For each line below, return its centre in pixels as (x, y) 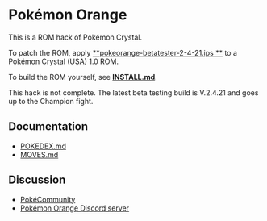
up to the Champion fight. (51, 101)
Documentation (48, 127)
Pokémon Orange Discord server (75, 208)
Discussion (37, 180)
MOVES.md (39, 154)
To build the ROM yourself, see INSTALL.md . (83, 77)
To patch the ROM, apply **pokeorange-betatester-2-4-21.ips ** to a (123, 52)
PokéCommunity (48, 199)
